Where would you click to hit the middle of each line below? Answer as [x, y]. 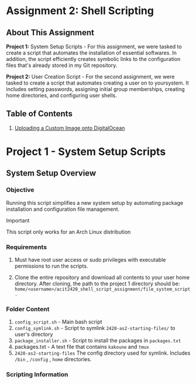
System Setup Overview [51, 174]
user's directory [34, 334]
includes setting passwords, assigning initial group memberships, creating [96, 89]
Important [18, 220]
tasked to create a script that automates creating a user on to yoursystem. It [97, 83]
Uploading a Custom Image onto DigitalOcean [70, 128]
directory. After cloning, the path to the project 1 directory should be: [97, 284]
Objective [20, 190]
